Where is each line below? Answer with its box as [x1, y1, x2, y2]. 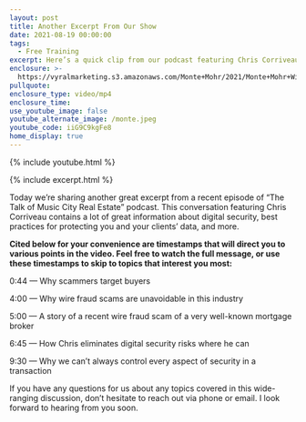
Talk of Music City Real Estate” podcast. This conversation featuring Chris [9, 201, 287, 212]
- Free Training [17, 47, 79, 56]
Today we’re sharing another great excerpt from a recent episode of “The [9, 192, 285, 203]
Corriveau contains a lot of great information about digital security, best [9, 211, 278, 222]
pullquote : [9, 81, 51, 90]
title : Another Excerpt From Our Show [9, 22, 157, 31]
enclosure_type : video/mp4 [9, 89, 112, 98]
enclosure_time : [9, 97, 71, 107]
